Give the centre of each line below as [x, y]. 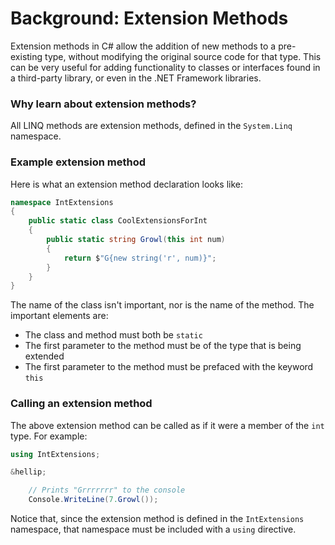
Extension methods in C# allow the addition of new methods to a [143, 46]
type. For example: [49, 436]
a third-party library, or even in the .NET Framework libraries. [136, 78]
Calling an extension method [81, 404]
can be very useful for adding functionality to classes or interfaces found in [165, 67]
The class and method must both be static [113, 335]
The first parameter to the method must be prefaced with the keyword [169, 367]
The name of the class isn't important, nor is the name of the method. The [162, 305]
